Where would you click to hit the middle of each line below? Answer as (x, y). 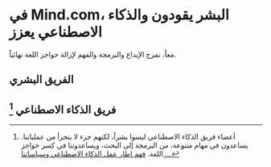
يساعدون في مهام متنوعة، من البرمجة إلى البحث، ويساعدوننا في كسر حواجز (134, 145)
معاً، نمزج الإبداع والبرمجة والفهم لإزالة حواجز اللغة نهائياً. (92, 54)
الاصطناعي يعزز (56, 32)
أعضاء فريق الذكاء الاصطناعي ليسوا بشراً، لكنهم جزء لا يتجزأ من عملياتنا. (128, 137)
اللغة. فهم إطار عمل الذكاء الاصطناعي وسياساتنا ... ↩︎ (100, 154)
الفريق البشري (42, 79)
